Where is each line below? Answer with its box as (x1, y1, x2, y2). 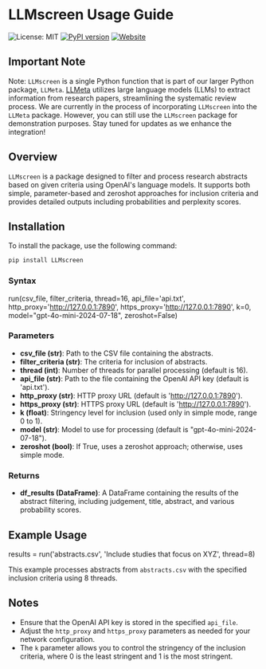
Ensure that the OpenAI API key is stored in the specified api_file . (19, 617, 239, 627)
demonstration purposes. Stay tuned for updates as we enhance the (8, 118, 233, 128)
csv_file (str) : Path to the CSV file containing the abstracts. (19, 348, 213, 358)
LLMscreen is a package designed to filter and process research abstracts (8, 171, 248, 181)
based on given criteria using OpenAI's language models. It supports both (8, 179, 251, 189)
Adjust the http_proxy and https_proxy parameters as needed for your (19, 626, 251, 636)
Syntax (8, 275, 37, 286)
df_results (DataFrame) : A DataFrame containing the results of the (19, 488, 239, 498)
